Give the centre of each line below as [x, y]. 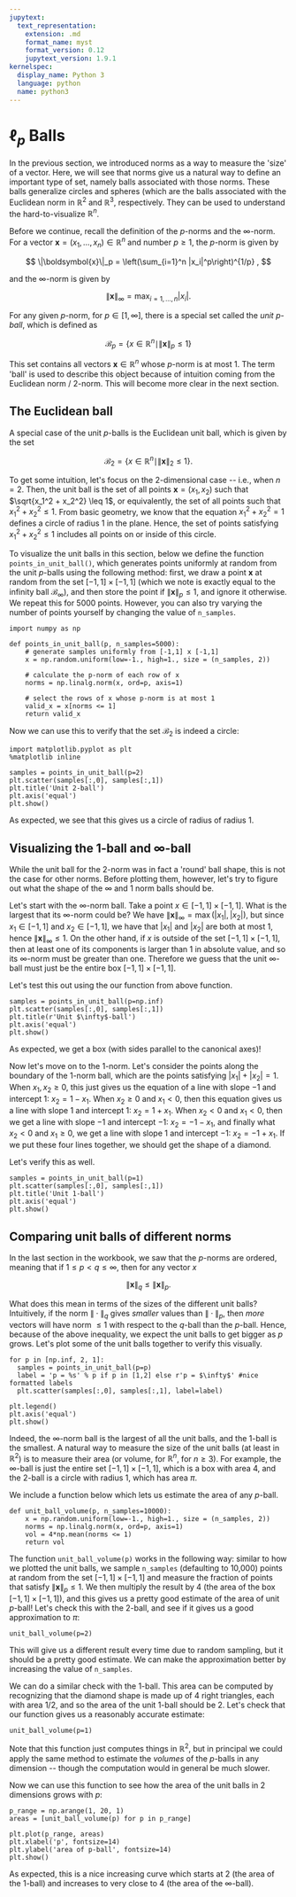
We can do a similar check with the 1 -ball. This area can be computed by [141, 1686]
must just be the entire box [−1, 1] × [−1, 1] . [100, 968]
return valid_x [53, 714]
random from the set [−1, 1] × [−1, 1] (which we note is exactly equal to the [142, 582]
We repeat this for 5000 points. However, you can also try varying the [136, 603]
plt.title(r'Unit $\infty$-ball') [73, 1017]
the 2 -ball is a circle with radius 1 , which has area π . [103, 1478]
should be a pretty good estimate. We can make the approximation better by [148, 1659]
